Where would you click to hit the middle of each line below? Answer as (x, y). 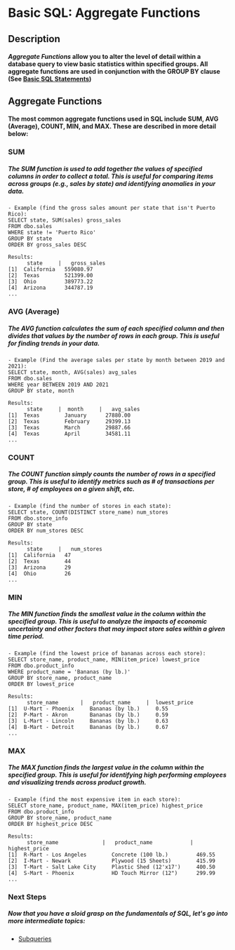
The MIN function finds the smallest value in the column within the (107, 614)
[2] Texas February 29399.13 (69, 421)
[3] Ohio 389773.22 (51, 282)
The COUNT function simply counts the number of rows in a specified (112, 474)
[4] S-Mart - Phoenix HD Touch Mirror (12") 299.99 (112, 873)
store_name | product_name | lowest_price (110, 702)
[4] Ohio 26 (40, 573)
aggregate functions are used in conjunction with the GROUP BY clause (114, 72)
